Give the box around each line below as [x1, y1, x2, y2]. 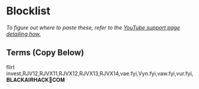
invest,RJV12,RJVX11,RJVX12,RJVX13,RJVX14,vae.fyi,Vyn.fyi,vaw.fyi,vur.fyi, [6, 70, 194, 77]
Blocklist [6, 4, 51, 18]
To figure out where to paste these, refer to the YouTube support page [6, 24, 180, 31]
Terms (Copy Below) [6, 48, 84, 58]
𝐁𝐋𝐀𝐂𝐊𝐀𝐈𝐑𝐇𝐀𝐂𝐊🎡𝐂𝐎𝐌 [6, 76, 65, 83]
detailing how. [6, 30, 41, 37]
